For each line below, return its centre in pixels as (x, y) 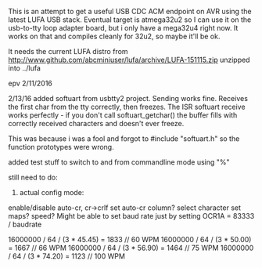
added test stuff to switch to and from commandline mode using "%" (119, 162)
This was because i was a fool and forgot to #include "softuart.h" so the (124, 139)
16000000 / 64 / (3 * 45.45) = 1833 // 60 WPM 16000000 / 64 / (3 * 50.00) (130, 239)
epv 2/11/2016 (31, 83)
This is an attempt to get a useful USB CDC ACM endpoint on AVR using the (130, 11)
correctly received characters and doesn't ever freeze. (96, 123)
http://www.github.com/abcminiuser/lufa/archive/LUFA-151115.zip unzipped (129, 60)
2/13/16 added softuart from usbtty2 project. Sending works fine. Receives (128, 98)
